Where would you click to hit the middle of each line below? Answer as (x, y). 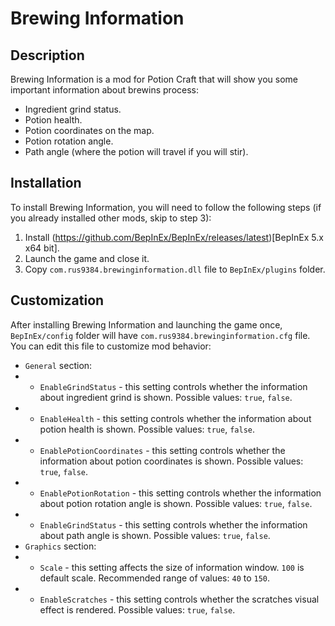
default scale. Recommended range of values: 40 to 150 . (155, 578)
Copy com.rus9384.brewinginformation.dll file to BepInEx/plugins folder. (175, 269)
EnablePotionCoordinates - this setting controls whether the (162, 450)
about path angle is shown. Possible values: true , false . (155, 535)
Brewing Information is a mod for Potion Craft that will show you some (154, 79)
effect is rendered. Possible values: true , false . (137, 609)
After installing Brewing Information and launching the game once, (146, 324)
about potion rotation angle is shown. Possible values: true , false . (176, 503)
